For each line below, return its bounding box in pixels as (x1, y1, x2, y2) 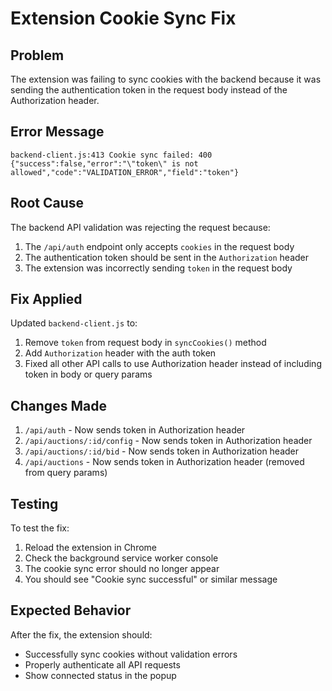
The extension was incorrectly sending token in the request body (24, 262, 293, 274)
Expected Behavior (10, 602, 132, 619)
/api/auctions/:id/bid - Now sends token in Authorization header (24, 445, 300, 457)
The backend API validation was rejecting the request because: (10, 221, 271, 233)
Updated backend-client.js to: (10, 317, 138, 329)
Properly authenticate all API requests (24, 658, 181, 671)
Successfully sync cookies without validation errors (24, 648, 238, 660)
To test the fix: (10, 522, 70, 534)
